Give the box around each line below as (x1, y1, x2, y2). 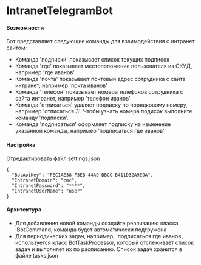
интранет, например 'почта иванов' (15, 82, 108, 89)
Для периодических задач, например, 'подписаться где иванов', (15, 232, 184, 239)
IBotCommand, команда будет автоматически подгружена (15, 226, 167, 233)
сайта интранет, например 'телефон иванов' (15, 95, 131, 102)
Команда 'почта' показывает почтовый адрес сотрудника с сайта (15, 76, 186, 83)
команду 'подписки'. (15, 114, 69, 122)
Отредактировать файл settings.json (6, 155, 100, 162)
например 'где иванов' (15, 69, 75, 76)
